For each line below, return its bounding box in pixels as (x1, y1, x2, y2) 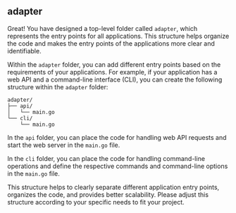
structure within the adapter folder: (7, 82, 108, 91)
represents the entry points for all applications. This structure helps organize (7, 32, 230, 40)
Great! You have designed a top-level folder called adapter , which (7, 24, 198, 32)
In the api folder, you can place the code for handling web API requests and (7, 133, 227, 141)
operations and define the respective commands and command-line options (7, 162, 228, 170)
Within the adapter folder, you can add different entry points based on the (7, 60, 221, 69)
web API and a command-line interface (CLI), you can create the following (7, 75, 223, 84)
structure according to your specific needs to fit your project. (7, 198, 185, 206)
